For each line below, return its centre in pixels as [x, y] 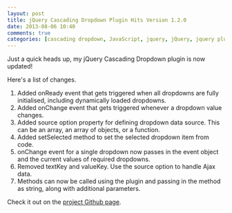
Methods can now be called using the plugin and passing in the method [119, 181]
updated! [20, 66]
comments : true [29, 33]
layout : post [26, 13]
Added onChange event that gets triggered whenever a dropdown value [119, 108]
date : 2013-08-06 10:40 [41, 26]
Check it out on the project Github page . [64, 202]
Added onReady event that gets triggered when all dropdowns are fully [118, 93]
